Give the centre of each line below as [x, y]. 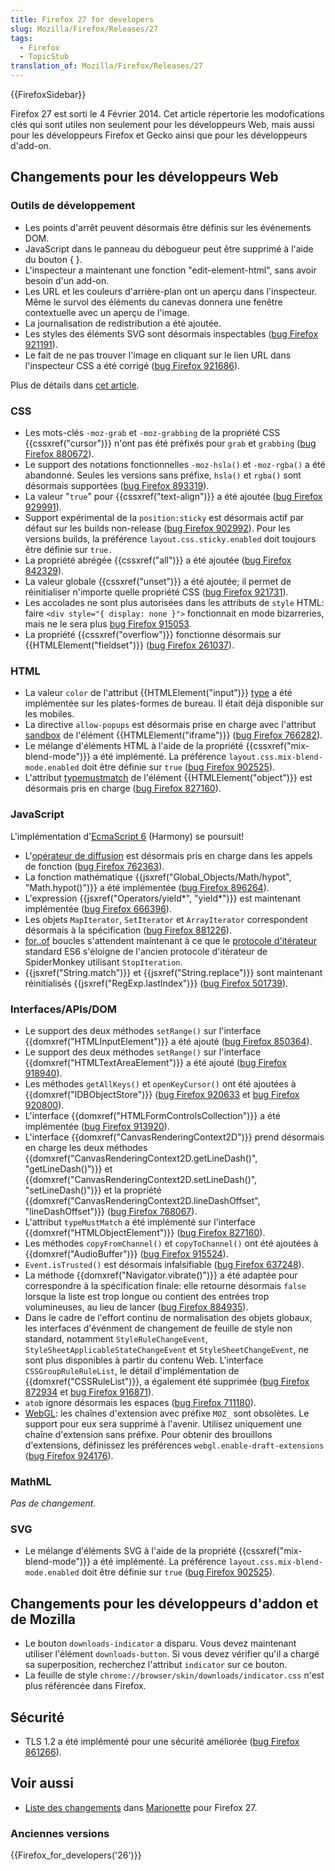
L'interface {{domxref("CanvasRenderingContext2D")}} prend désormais [174, 1137]
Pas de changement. [53, 1503]
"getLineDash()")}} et [68, 1168]
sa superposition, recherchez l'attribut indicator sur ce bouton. [156, 1665]
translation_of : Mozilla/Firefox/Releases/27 [106, 66]
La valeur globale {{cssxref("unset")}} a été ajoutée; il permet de [158, 581]
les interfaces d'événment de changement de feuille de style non [158, 1328]
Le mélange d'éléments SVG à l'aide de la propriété [130, 1551]
